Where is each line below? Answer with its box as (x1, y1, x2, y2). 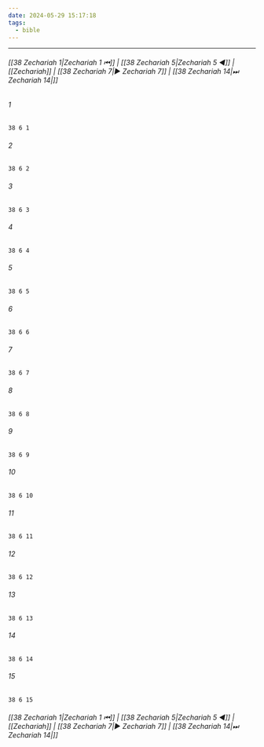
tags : (8, 19, 26, 27)
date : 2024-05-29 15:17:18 (8, 11, 97, 20)
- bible (15, 26, 41, 34)
